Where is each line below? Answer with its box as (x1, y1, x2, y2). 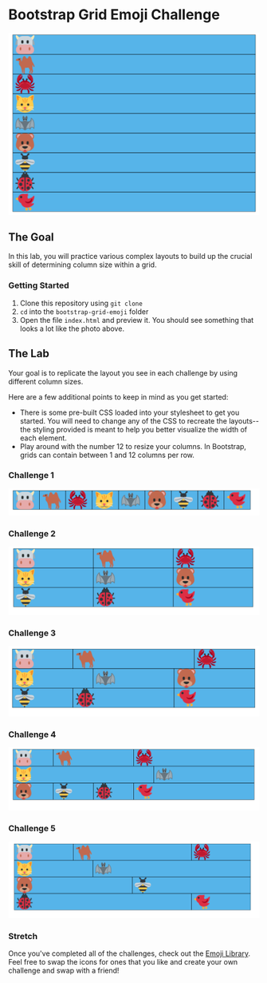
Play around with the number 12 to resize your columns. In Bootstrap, (19, 441, 247, 451)
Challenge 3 (8, 627, 57, 639)
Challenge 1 (8, 470, 54, 481)
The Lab (8, 347, 49, 360)
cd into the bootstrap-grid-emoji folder (19, 306, 149, 316)
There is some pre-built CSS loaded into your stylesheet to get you (19, 408, 240, 417)
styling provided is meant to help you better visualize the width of (32, 424, 248, 434)
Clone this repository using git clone (19, 298, 143, 308)
